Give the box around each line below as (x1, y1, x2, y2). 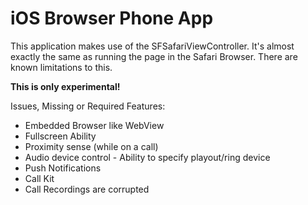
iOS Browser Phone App (10, 7, 214, 30)
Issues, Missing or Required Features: (10, 100, 166, 112)
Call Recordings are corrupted (24, 183, 150, 195)
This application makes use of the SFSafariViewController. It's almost (10, 40, 295, 52)
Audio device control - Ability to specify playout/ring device (24, 151, 271, 163)
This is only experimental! (10, 80, 121, 92)
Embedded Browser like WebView (24, 119, 165, 131)
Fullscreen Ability (24, 130, 97, 142)
